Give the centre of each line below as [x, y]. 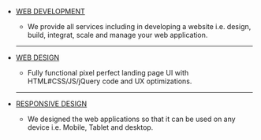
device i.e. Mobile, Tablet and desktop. [90, 127]
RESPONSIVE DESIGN [51, 104]
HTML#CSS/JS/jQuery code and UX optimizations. [110, 81]
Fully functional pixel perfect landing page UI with [108, 73]
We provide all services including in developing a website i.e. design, [139, 26]
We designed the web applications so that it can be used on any [131, 119]
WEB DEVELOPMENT [50, 11]
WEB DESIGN [37, 57]
